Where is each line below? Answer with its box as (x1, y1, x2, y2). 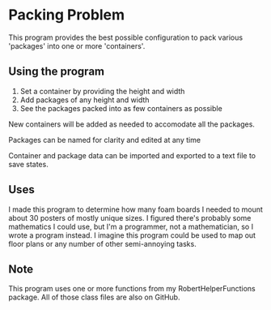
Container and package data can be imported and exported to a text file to (8, 150, 256, 160)
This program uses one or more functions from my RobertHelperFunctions (8, 284, 256, 294)
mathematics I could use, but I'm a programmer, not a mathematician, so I (8, 222, 253, 231)
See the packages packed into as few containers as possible (19, 103, 222, 113)
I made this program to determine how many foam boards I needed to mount (8, 205, 263, 214)
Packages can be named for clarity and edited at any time (8, 135, 201, 144)
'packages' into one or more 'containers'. (8, 41, 146, 50)
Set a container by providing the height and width (19, 86, 185, 96)
